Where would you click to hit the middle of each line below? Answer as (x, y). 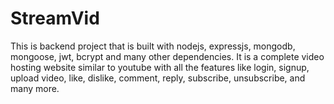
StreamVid (55, 18)
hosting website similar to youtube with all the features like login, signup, (160, 67)
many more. (35, 88)
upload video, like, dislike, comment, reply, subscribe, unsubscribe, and (158, 78)
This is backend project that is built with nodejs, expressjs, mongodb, (153, 46)
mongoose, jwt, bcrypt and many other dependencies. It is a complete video (167, 56)
